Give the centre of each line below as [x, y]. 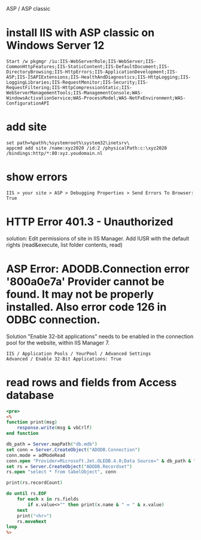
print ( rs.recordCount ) [34, 483]
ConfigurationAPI [28, 103]
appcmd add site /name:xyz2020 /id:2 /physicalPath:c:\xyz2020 [87, 148]
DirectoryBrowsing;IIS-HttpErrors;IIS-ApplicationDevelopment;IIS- [92, 72]
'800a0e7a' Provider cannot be [85, 281]
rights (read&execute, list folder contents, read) [64, 245]
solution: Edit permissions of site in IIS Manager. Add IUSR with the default [98, 238]
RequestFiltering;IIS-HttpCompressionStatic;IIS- [69, 87]
